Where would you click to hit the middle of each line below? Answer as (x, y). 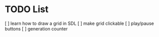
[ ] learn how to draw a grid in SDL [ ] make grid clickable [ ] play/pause (80, 23)
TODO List (27, 9)
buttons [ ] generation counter (36, 28)
